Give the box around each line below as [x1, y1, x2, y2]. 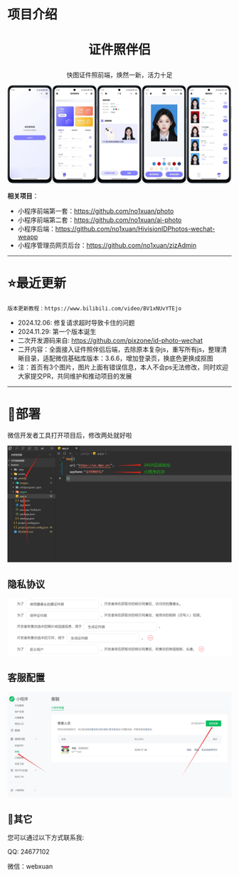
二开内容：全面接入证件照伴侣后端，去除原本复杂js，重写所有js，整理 [17, 345, 221, 353]
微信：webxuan [7, 862, 53, 871]
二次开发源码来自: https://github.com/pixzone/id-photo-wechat [17, 336, 203, 345]
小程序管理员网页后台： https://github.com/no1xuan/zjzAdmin [17, 241, 197, 249]
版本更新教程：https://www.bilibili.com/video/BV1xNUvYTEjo [7, 305, 182, 312]
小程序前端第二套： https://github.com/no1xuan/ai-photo [17, 215, 182, 224]
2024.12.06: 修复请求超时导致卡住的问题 [17, 318, 135, 327]
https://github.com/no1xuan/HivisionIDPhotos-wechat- [55, 224, 216, 233]
